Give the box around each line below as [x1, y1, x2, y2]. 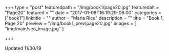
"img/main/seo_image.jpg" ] [5, 26, 64, 32]
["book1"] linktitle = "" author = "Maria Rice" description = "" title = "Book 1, [5, 15, 164, 21]
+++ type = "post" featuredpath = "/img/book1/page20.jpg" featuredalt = [5, 5, 159, 10]
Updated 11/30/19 [5, 45, 41, 51]
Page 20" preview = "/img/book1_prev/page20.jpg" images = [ [5, 20, 136, 26]
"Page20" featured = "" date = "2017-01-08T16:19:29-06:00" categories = [5, 10, 162, 16]
